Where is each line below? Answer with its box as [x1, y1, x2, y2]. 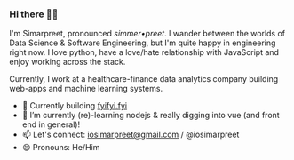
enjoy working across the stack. [9, 57, 126, 68]
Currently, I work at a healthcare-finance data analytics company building [9, 74, 279, 84]
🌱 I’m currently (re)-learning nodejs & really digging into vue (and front [21, 110, 280, 121]
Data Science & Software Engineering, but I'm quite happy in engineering [9, 37, 276, 48]
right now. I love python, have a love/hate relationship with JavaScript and [9, 47, 280, 58]
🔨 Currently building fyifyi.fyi [21, 100, 127, 111]
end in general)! [21, 119, 81, 130]
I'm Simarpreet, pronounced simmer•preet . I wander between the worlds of [9, 28, 286, 39]
